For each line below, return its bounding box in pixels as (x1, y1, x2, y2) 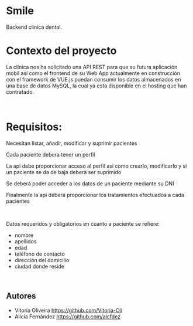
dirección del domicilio (14, 256, 70, 263)
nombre (14, 232, 34, 239)
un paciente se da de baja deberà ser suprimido (6, 168, 122, 175)
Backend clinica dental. (6, 23, 63, 30)
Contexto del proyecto (6, 44, 117, 57)
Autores (6, 291, 36, 301)
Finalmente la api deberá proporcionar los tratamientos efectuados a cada (6, 191, 184, 198)
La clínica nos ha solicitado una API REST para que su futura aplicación (6, 63, 178, 70)
